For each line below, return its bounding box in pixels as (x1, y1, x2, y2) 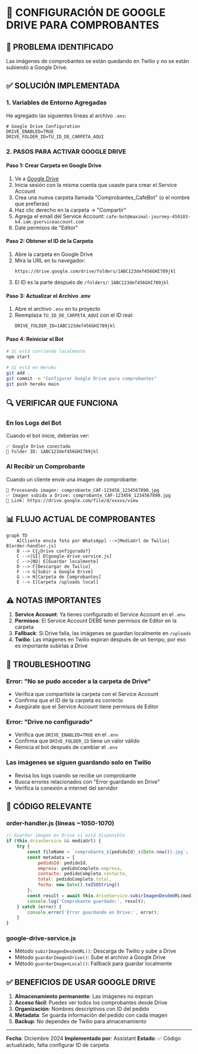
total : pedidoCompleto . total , (37, 876, 112, 882)
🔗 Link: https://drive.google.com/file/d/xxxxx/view (6, 497, 138, 504)
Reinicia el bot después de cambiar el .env (14, 744, 118, 751)
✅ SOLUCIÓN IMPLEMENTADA (6, 81, 120, 91)
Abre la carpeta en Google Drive (14, 251, 93, 258)
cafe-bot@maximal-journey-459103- (105, 214, 191, 219)
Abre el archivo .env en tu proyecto (14, 306, 101, 313)
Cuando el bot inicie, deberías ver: (6, 432, 90, 439)
